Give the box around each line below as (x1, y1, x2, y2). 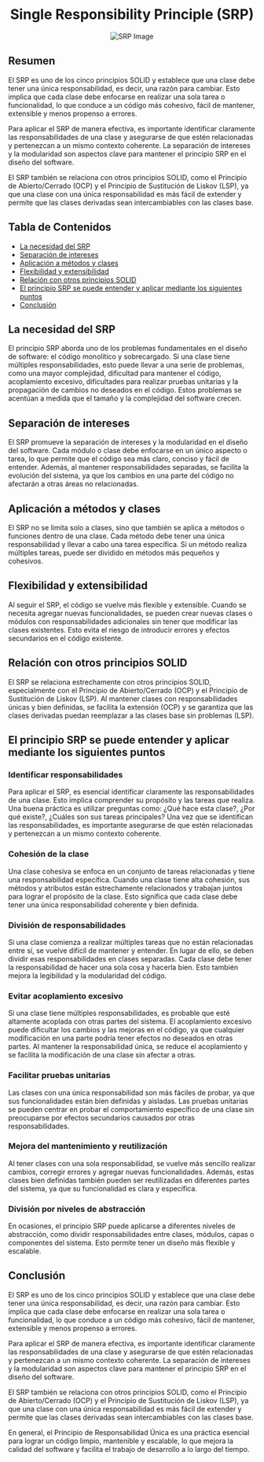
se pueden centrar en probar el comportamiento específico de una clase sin (8, 1104, 255, 1114)
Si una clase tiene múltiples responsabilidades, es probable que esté (8, 1009, 230, 1018)
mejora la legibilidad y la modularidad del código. (8, 970, 167, 980)
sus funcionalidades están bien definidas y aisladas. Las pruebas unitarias (8, 1096, 249, 1106)
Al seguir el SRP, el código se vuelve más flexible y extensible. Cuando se (8, 600, 247, 609)
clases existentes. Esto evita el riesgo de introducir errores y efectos (8, 625, 230, 634)
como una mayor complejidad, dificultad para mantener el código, (8, 368, 222, 378)
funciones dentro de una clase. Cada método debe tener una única (8, 531, 225, 541)
